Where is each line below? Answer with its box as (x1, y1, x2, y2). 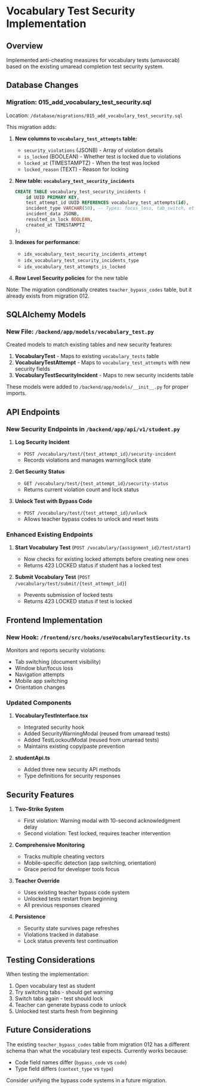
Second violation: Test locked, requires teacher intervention (23, 830, 171, 837)
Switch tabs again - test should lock (14, 994, 103, 1002)
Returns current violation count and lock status (23, 486, 139, 493)
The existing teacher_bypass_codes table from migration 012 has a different (6, 1040, 190, 1048)
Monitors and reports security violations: (6, 647, 106, 654)
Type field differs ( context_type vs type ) (14, 1065, 114, 1072)
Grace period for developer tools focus (23, 866, 119, 873)
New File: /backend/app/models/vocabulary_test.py (6, 328, 154, 335)
